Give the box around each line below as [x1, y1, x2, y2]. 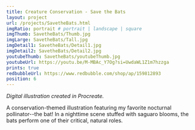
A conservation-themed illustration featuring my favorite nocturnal [6, 104, 171, 111]
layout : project [6, 14, 47, 20]
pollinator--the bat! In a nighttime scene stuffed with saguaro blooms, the [6, 111, 189, 118]
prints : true [6, 64, 39, 71]
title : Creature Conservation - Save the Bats [6, 8, 126, 15]
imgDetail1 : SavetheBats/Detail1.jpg [6, 43, 102, 49]
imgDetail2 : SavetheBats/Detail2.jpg [6, 48, 102, 54]
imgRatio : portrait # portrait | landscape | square [6, 25, 142, 32]
